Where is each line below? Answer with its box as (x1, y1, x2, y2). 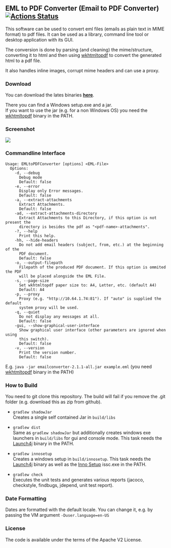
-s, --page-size (14, 278, 50, 283)
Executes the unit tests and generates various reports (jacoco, (12, 477, 144, 483)
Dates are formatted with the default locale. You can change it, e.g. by (5, 506, 153, 513)
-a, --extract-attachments (14, 197, 72, 202)
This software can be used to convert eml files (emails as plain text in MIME (5, 26, 165, 32)
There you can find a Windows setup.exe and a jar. (5, 102, 113, 108)
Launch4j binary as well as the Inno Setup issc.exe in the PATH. (12, 461, 147, 467)
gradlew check (12, 472, 43, 477)
